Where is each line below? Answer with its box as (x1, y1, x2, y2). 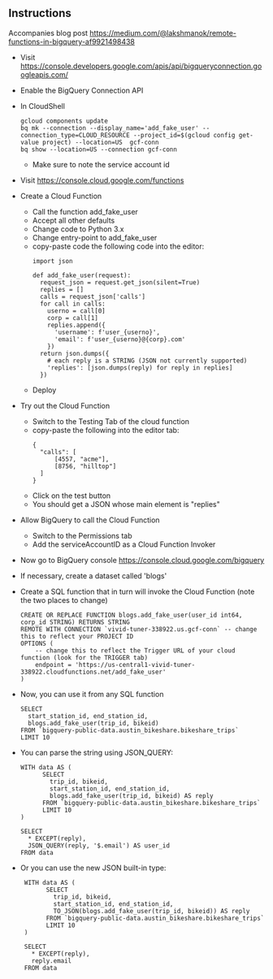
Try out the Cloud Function (19, 401, 110, 410)
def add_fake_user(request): (32, 271, 132, 279)
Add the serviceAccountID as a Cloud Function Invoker (32, 539, 216, 549)
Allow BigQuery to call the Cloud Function (19, 515, 160, 525)
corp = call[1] (47, 314, 99, 322)
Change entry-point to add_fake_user (32, 232, 158, 242)
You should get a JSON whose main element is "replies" (32, 499, 221, 509)
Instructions (8, 6, 71, 20)
